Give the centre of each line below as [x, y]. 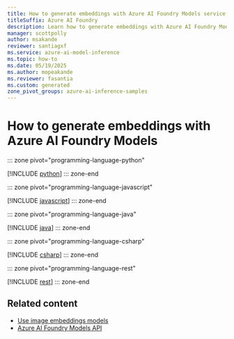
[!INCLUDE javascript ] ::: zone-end [57, 201]
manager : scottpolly [37, 33]
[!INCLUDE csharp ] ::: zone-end [53, 255]
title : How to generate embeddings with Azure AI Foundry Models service [117, 14]
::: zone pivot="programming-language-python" [76, 160]
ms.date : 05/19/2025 [37, 66]
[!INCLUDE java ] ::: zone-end [49, 228]
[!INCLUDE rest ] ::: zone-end [48, 282]
